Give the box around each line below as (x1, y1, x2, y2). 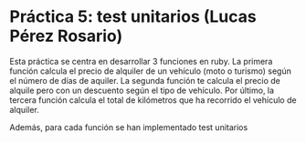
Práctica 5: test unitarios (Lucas (9, 6, 258, 27)
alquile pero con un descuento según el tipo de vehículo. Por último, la (9, 85, 275, 96)
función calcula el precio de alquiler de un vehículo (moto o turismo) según (9, 66, 292, 76)
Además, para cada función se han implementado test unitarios (9, 121, 248, 133)
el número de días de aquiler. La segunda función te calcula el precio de (9, 75, 280, 86)
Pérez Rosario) (9, 25, 123, 46)
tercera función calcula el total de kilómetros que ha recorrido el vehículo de (9, 94, 297, 106)
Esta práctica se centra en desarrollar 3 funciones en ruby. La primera (9, 56, 273, 66)
